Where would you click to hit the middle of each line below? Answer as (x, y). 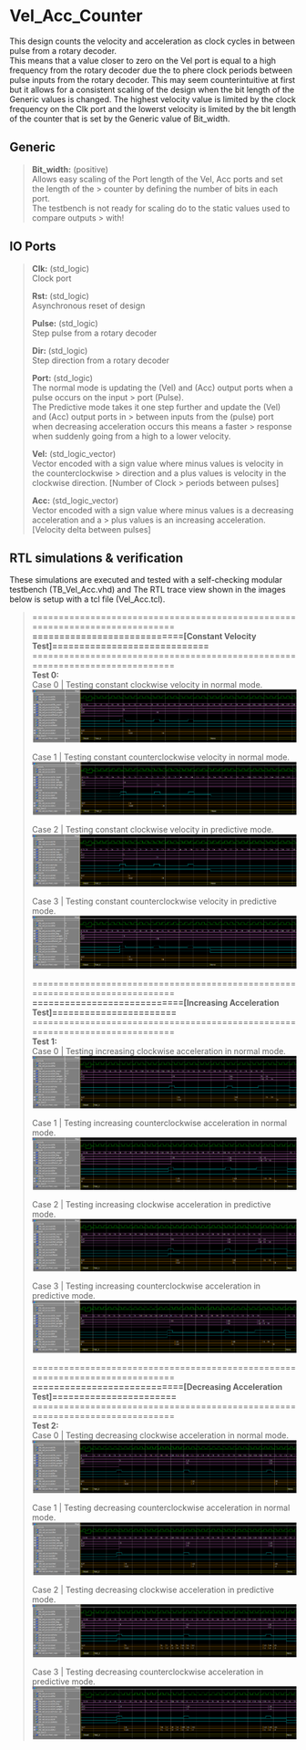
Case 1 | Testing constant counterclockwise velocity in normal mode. (160, 757)
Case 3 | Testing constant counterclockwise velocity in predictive (154, 901)
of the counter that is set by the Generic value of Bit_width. (120, 119)
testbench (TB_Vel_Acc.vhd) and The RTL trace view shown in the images (148, 590)
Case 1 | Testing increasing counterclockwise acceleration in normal (159, 1124)
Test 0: (45, 675)
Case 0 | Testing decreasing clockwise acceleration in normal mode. (160, 1435)
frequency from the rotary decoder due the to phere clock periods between (151, 70)
